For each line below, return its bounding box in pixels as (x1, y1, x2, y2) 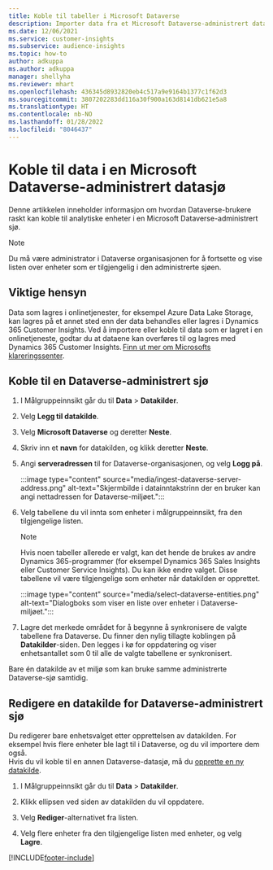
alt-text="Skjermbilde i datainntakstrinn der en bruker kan (67, 483, 262, 493)
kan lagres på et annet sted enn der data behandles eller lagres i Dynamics (8, 316, 259, 326)
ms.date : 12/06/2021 (8, 27, 79, 35)
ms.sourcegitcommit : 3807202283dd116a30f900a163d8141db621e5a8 (8, 95, 227, 103)
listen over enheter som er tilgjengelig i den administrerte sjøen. (8, 262, 222, 272)
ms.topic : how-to (8, 50, 67, 58)
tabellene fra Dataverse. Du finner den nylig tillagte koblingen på (19, 632, 236, 641)
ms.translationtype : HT (8, 103, 89, 111)
